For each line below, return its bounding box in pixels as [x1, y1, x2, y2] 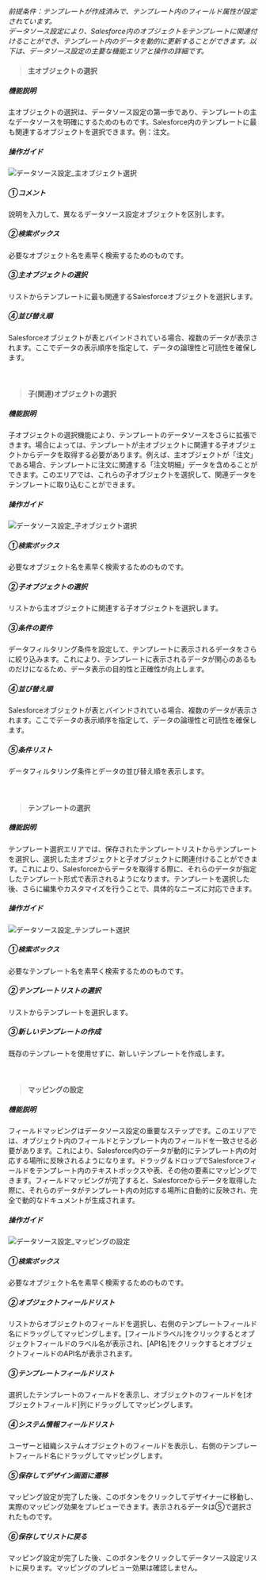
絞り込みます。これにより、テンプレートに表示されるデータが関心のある [14, 655, 250, 664]
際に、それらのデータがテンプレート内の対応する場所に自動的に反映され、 [8, 1186, 251, 1195]
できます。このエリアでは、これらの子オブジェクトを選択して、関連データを [8, 470, 257, 479]
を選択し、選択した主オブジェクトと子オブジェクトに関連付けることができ [8, 854, 251, 863]
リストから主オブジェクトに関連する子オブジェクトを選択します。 [8, 603, 223, 613]
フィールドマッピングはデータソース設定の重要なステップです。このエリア [8, 1126, 250, 1136]
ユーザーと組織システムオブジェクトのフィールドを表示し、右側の [8, 1441, 223, 1450]
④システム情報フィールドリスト [8, 1419, 115, 1429]
